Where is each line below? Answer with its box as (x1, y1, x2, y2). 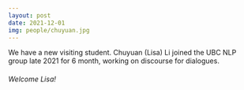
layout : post (8, 11, 51, 20)
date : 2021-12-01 (8, 19, 66, 27)
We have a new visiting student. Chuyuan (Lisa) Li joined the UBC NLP (8, 48, 237, 58)
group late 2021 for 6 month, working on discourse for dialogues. (8, 56, 220, 66)
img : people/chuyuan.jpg (8, 26, 90, 34)
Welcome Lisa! (8, 74, 57, 84)
